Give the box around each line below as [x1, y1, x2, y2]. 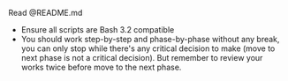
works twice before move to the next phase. [20, 62, 182, 72]
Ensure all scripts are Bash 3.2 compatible [20, 25, 175, 34]
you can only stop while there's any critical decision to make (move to [20, 43, 276, 54]
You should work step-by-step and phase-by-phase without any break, [20, 34, 280, 44]
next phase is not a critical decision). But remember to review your [20, 53, 263, 63]
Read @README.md [8, 8, 83, 18]
